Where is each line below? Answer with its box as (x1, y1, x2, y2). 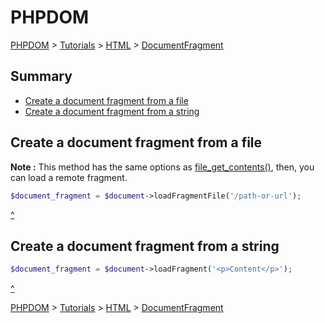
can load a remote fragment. (10, 171, 128, 183)
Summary (10, 68, 73, 85)
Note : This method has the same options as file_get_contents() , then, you (10, 161, 315, 173)
